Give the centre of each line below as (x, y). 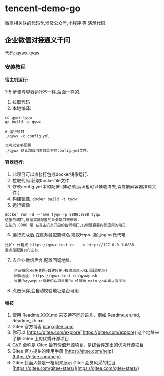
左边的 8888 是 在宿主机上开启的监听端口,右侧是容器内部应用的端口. (67, 225)
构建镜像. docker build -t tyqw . (47, 199)
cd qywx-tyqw (19, 117)
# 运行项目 (15, 132)
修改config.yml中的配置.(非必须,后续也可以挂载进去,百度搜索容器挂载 (82, 187)
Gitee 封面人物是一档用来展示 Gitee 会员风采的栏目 (64, 363)
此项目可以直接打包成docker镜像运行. (50, 174)
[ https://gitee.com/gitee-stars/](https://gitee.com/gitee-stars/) (76, 368)
